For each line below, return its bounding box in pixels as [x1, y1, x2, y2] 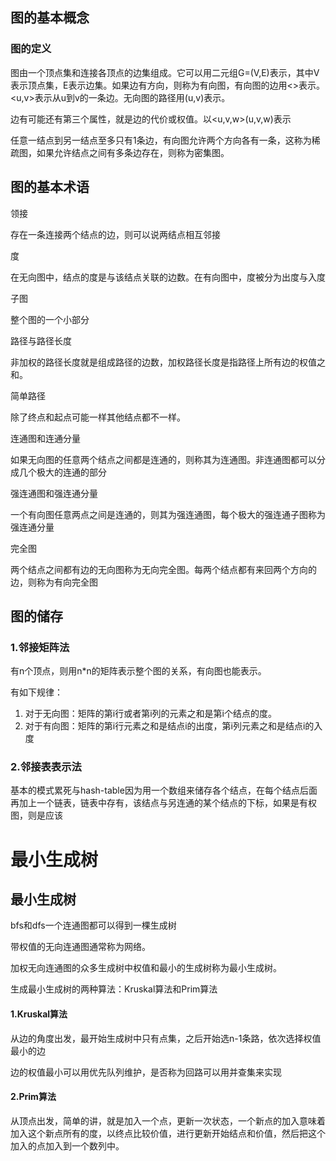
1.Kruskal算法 [10, 1008, 68, 1020]
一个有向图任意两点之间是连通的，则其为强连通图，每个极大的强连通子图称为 [10, 508, 326, 520]
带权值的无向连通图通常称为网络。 [10, 941, 151, 953]
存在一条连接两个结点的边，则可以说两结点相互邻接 [10, 228, 221, 240]
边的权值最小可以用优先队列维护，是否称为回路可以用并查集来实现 [10, 1066, 282, 1078]
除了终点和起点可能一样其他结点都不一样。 [10, 411, 186, 423]
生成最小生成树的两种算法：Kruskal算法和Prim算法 [10, 983, 218, 995]
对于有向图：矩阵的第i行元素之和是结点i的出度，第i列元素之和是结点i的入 [24, 720, 323, 732]
